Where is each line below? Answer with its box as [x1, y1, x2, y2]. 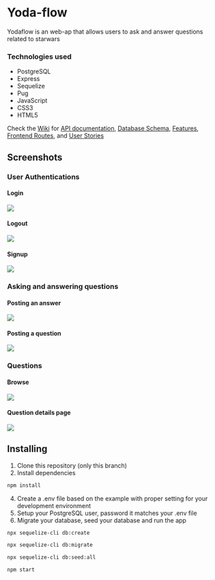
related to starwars [7, 34, 60, 42]
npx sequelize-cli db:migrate [7, 542, 94, 549]
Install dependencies [16, 468, 76, 477]
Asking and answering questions [7, 282, 119, 292]
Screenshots [7, 151, 63, 163]
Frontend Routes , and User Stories [7, 131, 104, 140]
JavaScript [16, 97, 48, 105]
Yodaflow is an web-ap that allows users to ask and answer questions [7, 27, 203, 36]
